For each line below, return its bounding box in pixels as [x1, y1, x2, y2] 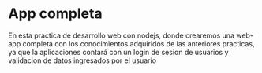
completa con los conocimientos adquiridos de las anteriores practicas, [22, 38, 255, 48]
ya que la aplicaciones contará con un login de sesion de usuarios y [8, 47, 229, 57]
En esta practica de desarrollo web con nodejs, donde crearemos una [8, 31, 235, 40]
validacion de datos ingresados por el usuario [8, 56, 156, 65]
